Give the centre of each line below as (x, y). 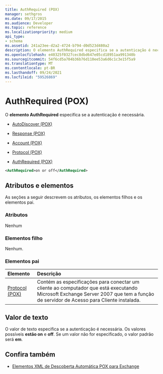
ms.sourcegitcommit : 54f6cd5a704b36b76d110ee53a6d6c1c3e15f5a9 (70, 59)
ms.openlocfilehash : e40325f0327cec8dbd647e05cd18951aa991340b (70, 55)
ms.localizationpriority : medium (39, 32)
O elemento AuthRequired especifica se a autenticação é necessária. (75, 114)
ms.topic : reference (26, 28)
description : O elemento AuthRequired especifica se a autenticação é (78, 50)
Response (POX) (28, 133)
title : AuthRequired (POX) (32, 9)
